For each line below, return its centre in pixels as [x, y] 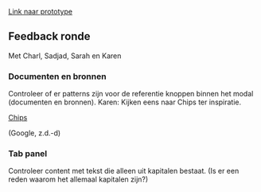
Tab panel [28, 154]
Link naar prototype [41, 12]
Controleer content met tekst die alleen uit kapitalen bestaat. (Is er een [124, 171]
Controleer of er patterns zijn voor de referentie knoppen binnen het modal [131, 94]
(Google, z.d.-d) [35, 133]
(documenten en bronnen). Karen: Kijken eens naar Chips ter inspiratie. [125, 102]
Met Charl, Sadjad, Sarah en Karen [65, 56]
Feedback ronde [49, 36]
